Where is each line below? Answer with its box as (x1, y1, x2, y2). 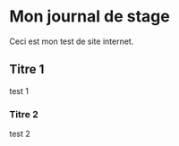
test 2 (9, 128, 31, 140)
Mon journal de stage (9, 6, 170, 27)
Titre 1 (9, 62, 45, 77)
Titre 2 (9, 107, 38, 120)
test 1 (9, 85, 30, 96)
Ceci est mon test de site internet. (9, 36, 134, 47)
